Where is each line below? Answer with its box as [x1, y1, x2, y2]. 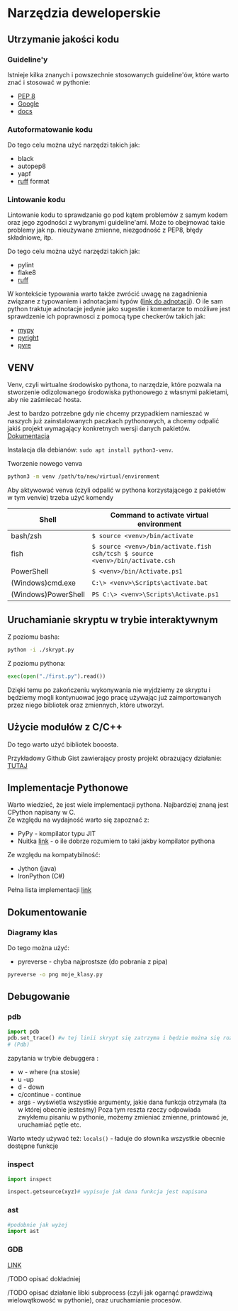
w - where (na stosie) [17, 1068, 80, 1076]
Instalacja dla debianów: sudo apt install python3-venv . [7, 445, 174, 454]
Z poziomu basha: [7, 632, 60, 641]
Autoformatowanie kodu [7, 124, 93, 134]
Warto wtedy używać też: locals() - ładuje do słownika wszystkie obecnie [7, 1134, 225, 1143]
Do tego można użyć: [7, 944, 69, 952]
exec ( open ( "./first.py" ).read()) [7, 672, 106, 680]
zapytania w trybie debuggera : [7, 1054, 99, 1063]
